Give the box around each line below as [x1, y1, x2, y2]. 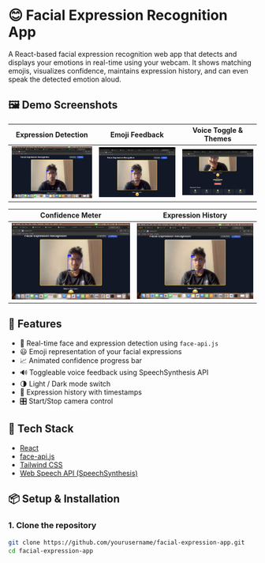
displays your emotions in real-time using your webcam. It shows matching [8, 58, 252, 67]
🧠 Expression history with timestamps [19, 387, 142, 397]
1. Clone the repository [8, 520, 97, 531]
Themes [203, 134, 232, 144]
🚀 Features [8, 317, 62, 331]
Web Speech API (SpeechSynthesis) [19, 468, 138, 478]
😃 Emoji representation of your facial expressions [19, 346, 182, 356]
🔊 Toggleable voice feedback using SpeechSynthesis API [19, 367, 209, 377]
